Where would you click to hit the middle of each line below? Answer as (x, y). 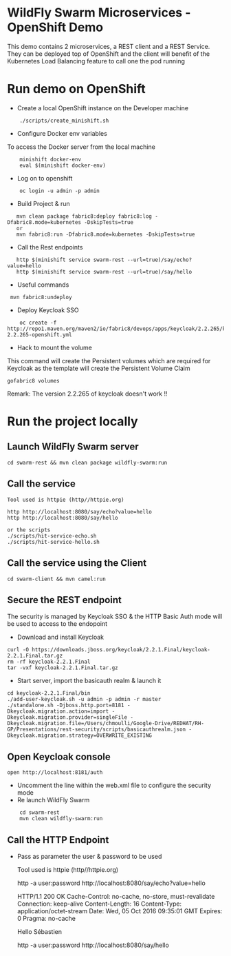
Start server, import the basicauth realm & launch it (89, 681)
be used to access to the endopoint (57, 624)
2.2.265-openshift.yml (40, 335)
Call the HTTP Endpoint (58, 840)
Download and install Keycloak (60, 637)
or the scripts (29, 530)
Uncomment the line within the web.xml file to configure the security (114, 785)
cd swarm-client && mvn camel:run (57, 579)
